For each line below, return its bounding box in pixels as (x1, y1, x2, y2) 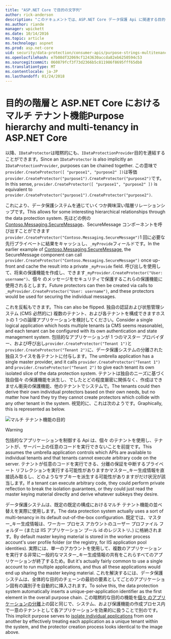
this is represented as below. (5, 406, 66, 412)
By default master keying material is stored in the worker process (13, 533, 150, 540)
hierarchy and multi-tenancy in (5, 121, 139, 133)
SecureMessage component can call (5, 251, 82, 258)
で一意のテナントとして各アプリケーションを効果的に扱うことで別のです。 (5, 607, 161, 613)
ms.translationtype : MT (5, 64, 56, 69)
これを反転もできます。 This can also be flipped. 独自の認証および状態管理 (5, 304, 160, 310)
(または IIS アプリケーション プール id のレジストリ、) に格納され (24, 527, 158, 533)
